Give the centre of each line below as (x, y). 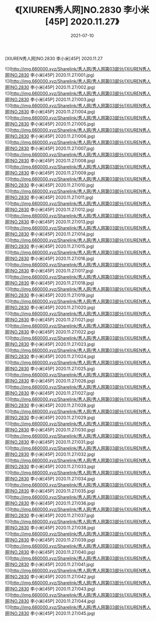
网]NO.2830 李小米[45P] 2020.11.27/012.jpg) (50, 209)
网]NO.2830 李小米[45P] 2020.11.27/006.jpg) (50, 136)
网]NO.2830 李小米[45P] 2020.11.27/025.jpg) (50, 368)
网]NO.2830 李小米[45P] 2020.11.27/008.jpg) (50, 161)
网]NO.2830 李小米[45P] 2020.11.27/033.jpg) (50, 466)
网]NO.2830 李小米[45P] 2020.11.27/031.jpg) (50, 442)
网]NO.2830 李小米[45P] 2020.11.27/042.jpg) (50, 576)
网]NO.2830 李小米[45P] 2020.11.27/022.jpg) (50, 332)
